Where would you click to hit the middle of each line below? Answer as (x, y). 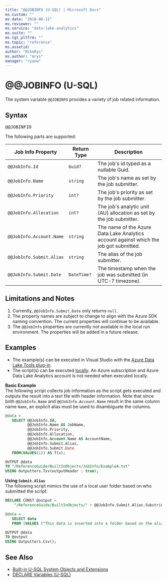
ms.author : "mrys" (24, 56)
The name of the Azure (125, 227)
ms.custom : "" (20, 14)
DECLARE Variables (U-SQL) (42, 575)
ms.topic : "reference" (29, 42)
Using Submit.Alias (25, 481)
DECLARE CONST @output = (31, 501)
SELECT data (24, 519)
